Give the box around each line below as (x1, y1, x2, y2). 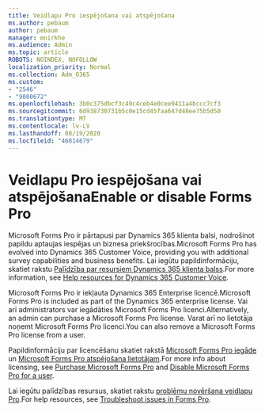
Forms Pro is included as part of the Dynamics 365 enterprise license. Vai (8, 296, 248, 306)
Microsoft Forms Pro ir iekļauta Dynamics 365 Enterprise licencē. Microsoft (8, 288, 252, 298)
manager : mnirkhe (8, 33, 66, 42)
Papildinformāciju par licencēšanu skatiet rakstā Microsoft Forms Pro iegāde (8, 345, 257, 355)
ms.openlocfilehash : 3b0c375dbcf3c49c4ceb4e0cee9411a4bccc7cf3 (8, 100, 221, 108)
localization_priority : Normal (8, 63, 112, 71)
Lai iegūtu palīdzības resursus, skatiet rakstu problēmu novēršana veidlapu (8, 386, 253, 396)
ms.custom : (8, 78, 44, 86)
